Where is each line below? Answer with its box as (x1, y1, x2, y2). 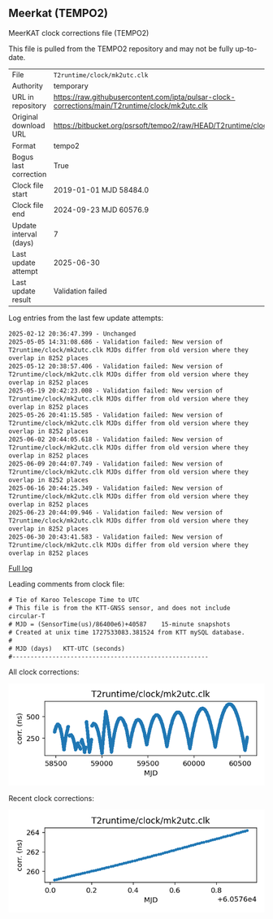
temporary (53, 80, 89, 90)
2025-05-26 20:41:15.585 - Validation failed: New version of (8, 410, 223, 419)
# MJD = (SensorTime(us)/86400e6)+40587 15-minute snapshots (8, 620, 231, 628)
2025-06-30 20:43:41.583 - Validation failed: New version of (8, 532, 223, 541)
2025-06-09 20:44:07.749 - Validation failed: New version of (8, 459, 223, 468)
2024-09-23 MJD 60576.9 (53, 205, 149, 215)
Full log (8, 563, 33, 573)
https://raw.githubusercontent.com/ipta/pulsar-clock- (53, 93, 236, 102)
